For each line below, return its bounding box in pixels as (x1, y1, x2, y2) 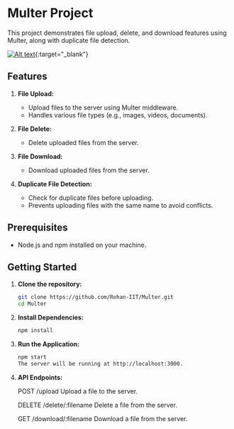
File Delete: (17, 125, 52, 133)
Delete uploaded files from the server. (28, 138, 140, 147)
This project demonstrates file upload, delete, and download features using (7, 28, 227, 37)
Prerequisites (7, 222, 68, 234)
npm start (17, 354, 48, 361)
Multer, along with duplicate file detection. (7, 36, 130, 44)
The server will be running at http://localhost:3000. (17, 360, 184, 367)
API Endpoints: (17, 373, 63, 381)
